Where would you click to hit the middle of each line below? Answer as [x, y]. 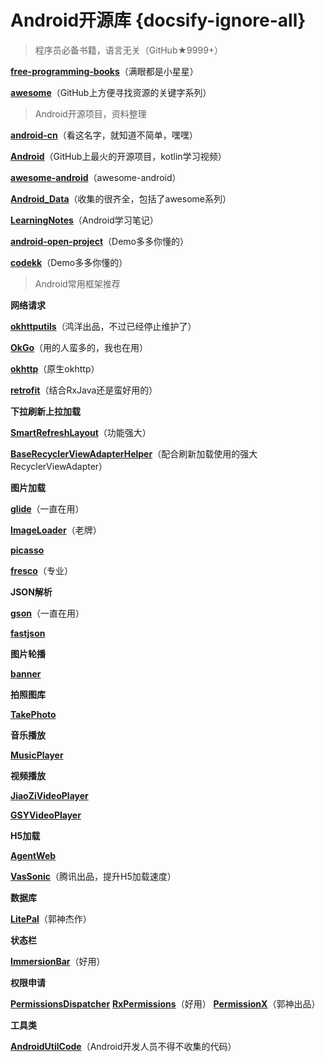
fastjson [28, 633]
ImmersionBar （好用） [58, 961]
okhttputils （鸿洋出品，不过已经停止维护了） [103, 326]
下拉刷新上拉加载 [45, 411]
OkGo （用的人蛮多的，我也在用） [79, 347]
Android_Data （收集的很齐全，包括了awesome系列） [121, 198]
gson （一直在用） [47, 613]
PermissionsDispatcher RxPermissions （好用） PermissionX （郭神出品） [165, 1003]
